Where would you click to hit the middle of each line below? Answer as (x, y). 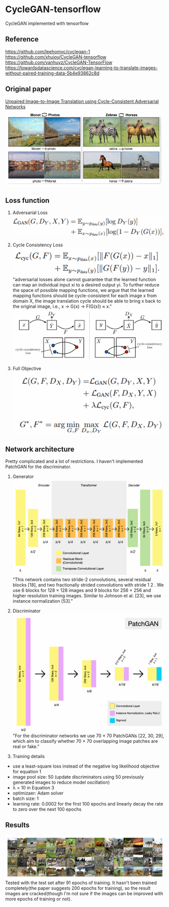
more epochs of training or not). (38, 899)
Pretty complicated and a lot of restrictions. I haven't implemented (74, 461)
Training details (29, 756)
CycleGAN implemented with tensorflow (47, 23)
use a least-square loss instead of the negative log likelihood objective (86, 766)
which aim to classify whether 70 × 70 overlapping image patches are (85, 741)
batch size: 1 (26, 798)
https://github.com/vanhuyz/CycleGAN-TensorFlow (59, 62)
